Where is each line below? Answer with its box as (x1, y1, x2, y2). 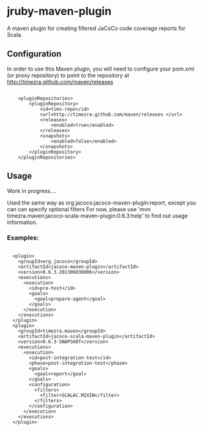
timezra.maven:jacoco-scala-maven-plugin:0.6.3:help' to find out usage (7, 212, 189, 219)
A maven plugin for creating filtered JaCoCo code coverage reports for (7, 24, 186, 32)
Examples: (7, 234, 39, 242)
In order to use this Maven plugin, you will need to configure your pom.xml (7, 65, 195, 72)
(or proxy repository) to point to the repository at (7, 72, 130, 79)
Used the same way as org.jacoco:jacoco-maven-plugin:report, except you (7, 199, 196, 206)
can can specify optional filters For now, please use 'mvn (7, 205, 151, 212)
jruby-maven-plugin (7, 4, 112, 18)
